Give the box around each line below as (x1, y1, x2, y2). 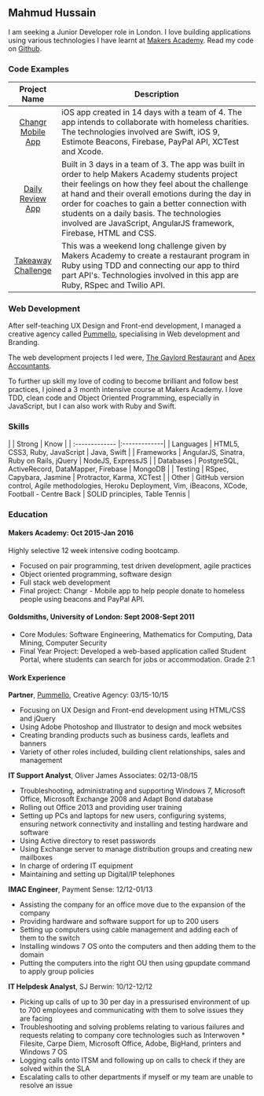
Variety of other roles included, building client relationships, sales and (19, 747, 246, 757)
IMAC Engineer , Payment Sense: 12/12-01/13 (8, 885, 153, 894)
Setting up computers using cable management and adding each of (19, 925, 238, 934)
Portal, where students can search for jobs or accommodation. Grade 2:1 (19, 655, 255, 665)
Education (8, 508, 49, 519)
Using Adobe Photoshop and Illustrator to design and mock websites (19, 722, 242, 731)
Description (134, 89, 179, 100)
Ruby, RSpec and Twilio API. (61, 280, 165, 291)
